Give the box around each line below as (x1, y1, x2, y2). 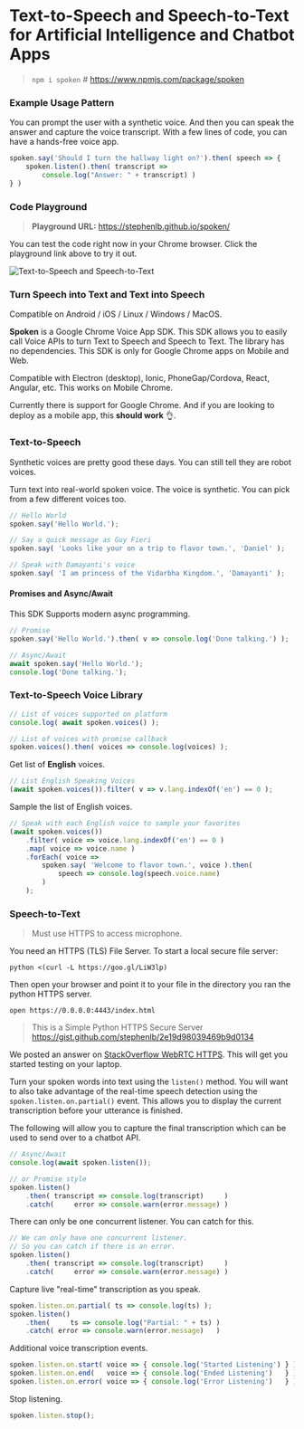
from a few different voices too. (9, 493, 127, 504)
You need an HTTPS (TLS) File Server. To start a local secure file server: (9, 946, 279, 957)
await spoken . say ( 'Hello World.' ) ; (9, 659, 144, 668)
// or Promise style (9, 1174, 88, 1184)
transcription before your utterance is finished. (9, 1105, 184, 1116)
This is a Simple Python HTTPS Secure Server (31, 1022, 204, 1033)
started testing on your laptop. (9, 1059, 122, 1070)
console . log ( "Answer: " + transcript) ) (42, 170, 196, 179)
